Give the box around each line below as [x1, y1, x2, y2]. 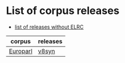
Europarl [9, 47, 33, 55]
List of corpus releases [6, 4, 120, 17]
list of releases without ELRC [14, 23, 84, 30]
